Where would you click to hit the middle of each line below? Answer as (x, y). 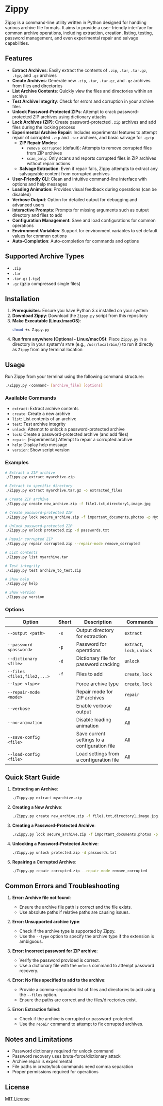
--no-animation (25, 723)
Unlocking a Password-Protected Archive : (55, 844)
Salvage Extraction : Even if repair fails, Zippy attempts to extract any (89, 169)
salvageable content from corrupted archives (65, 173)
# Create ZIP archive (27, 499)
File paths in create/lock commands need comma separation (73, 1067)
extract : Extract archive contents (45, 409)
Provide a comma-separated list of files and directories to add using (87, 990)
